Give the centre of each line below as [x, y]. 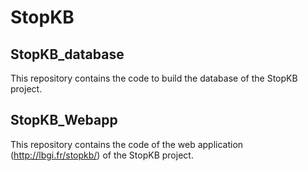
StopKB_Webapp [64, 120]
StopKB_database [67, 54]
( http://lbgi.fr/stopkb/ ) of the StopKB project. [102, 155]
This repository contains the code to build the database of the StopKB [154, 78]
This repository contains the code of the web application [127, 144]
